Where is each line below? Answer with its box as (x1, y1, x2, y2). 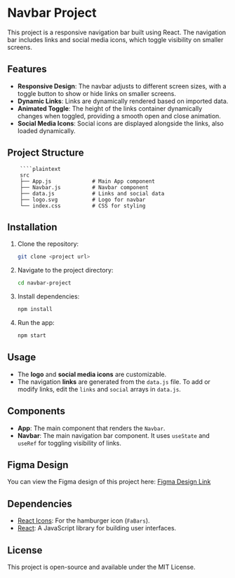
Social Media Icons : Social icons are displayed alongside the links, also (17, 119, 224, 128)
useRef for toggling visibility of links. (17, 439, 121, 447)
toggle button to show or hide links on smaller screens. (17, 89, 177, 97)
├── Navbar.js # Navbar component (20, 184, 149, 191)
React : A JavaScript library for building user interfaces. (17, 524, 177, 532)
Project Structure (7, 147, 84, 159)
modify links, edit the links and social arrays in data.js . (17, 385, 181, 393)
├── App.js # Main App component (20, 177, 156, 185)
